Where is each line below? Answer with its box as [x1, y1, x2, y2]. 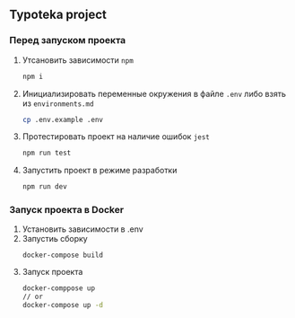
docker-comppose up [22, 284, 96, 293]
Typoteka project [9, 7, 108, 22]
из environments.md [22, 98, 94, 109]
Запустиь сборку [22, 234, 88, 244]
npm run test [22, 148, 72, 158]
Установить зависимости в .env [22, 224, 143, 234]
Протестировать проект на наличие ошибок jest [22, 131, 211, 142]
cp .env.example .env [22, 115, 103, 124]
